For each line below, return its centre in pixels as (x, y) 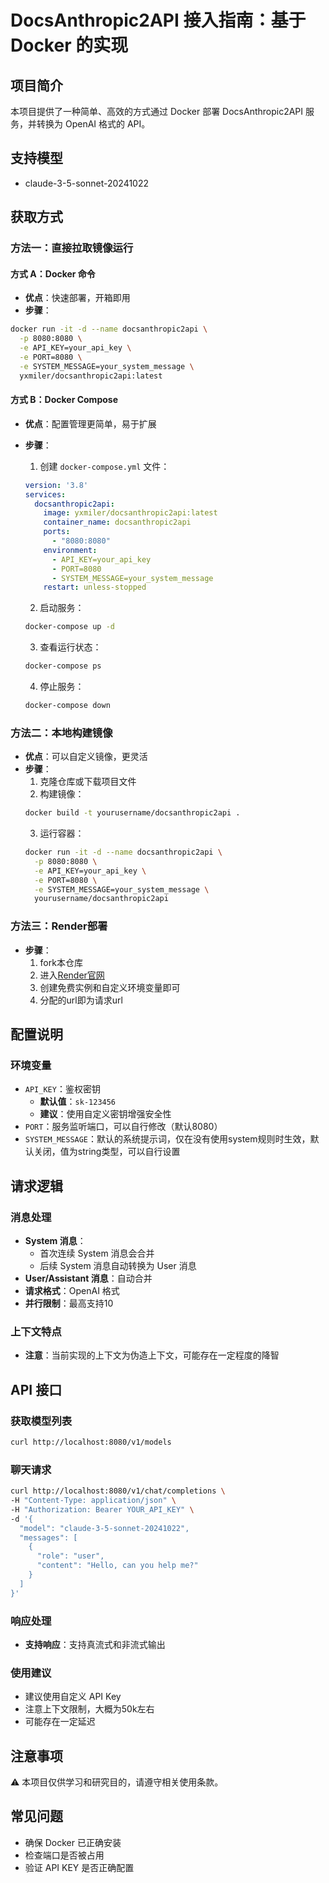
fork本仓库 (61, 962)
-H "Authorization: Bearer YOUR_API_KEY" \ (102, 1509)
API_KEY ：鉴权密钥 (62, 1089)
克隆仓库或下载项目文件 (88, 782)
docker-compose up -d (69, 627)
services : (45, 494)
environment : (70, 550)
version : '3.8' (56, 485)
